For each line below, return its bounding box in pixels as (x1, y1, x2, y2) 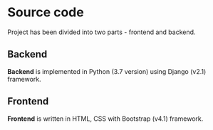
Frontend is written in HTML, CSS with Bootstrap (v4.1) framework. (7, 114, 204, 123)
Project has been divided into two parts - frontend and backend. (7, 28, 196, 36)
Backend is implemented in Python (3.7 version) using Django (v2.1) (7, 67, 207, 75)
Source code (7, 4, 84, 21)
